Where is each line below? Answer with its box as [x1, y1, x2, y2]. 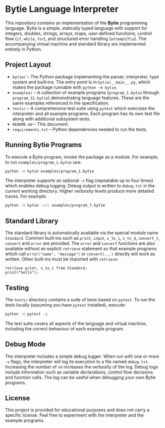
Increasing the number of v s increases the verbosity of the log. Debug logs [5, 364, 159, 370]
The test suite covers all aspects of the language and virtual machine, [5, 321, 147, 326]
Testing [5, 283, 29, 292]
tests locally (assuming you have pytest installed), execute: [5, 302, 126, 308]
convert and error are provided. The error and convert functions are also [5, 240, 155, 246]
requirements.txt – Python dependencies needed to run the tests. [12, 126, 148, 132]
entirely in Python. [5, 46, 43, 52]
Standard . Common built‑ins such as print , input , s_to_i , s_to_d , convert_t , [5, 235, 160, 241]
